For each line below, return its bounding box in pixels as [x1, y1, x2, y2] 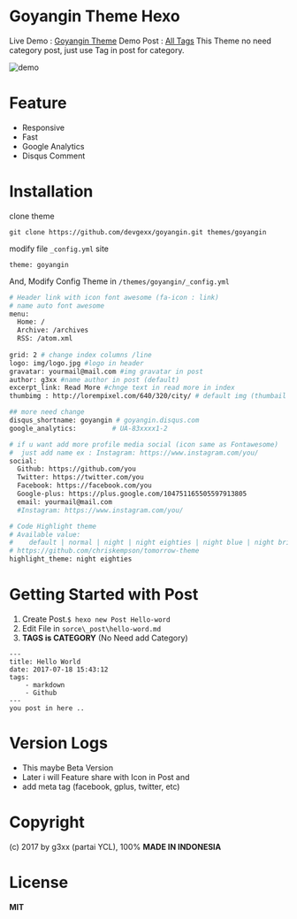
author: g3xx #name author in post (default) [9, 375, 179, 384]
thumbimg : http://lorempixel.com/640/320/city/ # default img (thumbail [9, 392, 287, 401]
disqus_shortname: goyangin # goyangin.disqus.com [9, 416, 200, 425]
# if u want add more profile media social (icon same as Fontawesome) [9, 440, 278, 448]
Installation [9, 181, 94, 202]
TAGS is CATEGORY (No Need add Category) [21, 632, 188, 643]
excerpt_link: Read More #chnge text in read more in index [9, 383, 236, 393]
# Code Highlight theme [9, 522, 97, 531]
